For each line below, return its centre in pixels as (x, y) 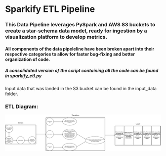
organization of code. (28, 59)
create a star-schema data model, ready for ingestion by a (76, 31)
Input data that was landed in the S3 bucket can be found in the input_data (81, 88)
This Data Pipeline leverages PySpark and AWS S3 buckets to (80, 25)
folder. (12, 94)
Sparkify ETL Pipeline (50, 9)
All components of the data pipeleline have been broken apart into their (80, 49)
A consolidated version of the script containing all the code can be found (82, 71)
